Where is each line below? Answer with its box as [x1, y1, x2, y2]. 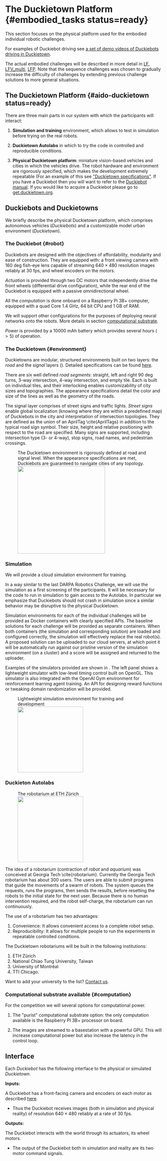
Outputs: [5, 1120, 24, 1126]
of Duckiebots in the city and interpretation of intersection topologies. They [5, 414, 160, 420]
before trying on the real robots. [12, 133, 78, 139]
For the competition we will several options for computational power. [5, 1002, 146, 1008]
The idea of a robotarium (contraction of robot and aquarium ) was [5, 866, 141, 872]
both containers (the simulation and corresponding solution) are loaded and [5, 628, 161, 634]
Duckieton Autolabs [5, 780, 54, 787]
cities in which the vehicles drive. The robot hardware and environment [12, 163, 159, 169]
